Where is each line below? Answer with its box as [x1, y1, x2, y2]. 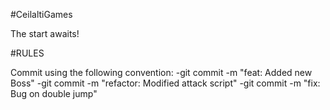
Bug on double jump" [10, 88, 98, 99]
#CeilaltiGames [10, 9, 73, 20]
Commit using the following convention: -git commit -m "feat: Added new [10, 67, 313, 78]
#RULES [10, 47, 45, 59]
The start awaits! [10, 28, 80, 39]
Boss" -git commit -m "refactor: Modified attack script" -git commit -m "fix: [10, 77, 321, 89]
